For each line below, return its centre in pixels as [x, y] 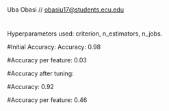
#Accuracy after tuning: [40, 73]
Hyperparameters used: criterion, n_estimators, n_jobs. [85, 34]
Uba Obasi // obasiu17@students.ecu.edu [66, 10]
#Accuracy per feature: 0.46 [47, 100]
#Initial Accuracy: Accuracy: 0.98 [54, 47]
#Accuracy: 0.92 [31, 87]
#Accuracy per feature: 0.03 [47, 60]
